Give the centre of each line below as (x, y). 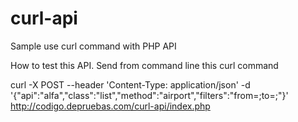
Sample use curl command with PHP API (93, 46)
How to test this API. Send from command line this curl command (144, 65)
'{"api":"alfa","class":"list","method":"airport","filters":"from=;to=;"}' (149, 95)
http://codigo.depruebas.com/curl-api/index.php (110, 106)
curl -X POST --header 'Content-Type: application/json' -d (130, 84)
